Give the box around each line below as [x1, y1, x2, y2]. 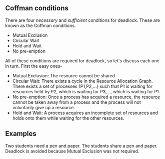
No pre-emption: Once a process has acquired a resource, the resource [12, 94, 160, 100]
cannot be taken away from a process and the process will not [12, 99, 141, 105]
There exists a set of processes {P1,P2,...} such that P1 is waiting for [12, 83, 152, 89]
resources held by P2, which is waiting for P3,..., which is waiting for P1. [12, 88, 160, 94]
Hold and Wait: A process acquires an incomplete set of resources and [12, 110, 158, 116]
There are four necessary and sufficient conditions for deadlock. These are [5, 17, 160, 23]
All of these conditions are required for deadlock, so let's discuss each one [5, 57, 160, 64]
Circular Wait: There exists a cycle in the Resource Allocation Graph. [12, 78, 153, 84]
